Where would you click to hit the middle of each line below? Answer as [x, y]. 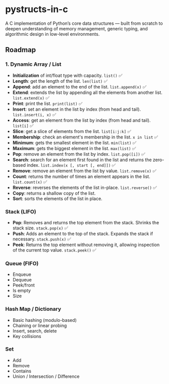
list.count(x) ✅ [30, 182]
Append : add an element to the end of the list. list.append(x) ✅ [79, 86]
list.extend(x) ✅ [31, 98]
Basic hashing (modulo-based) [45, 320]
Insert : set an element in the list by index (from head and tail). [77, 109]
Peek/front [24, 285]
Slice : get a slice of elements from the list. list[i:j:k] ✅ [72, 131]
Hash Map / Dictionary [33, 309]
